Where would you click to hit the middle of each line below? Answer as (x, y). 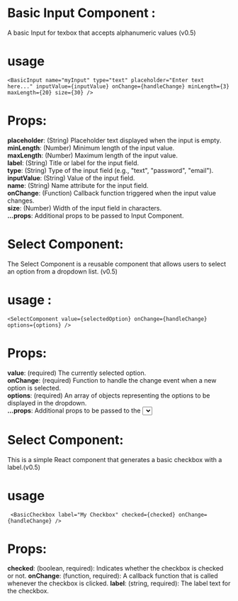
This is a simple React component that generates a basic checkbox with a (115, 459)
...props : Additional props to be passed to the (74, 410)
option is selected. (34, 388)
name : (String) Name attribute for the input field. (78, 185)
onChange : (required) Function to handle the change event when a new (112, 380)
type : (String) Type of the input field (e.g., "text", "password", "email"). (110, 170)
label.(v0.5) (24, 467)
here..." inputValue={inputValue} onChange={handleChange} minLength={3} (119, 86)
